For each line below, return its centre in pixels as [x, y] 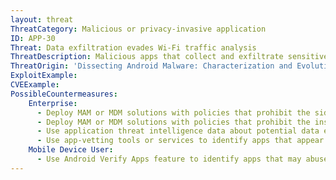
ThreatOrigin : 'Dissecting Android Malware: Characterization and [151, 66]
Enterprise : [53, 103]
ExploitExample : [44, 76]
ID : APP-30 [33, 38]
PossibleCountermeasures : [64, 94]
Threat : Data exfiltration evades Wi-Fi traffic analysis [133, 47]
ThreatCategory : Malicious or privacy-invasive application [138, 29]
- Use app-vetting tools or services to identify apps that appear [180, 141]
